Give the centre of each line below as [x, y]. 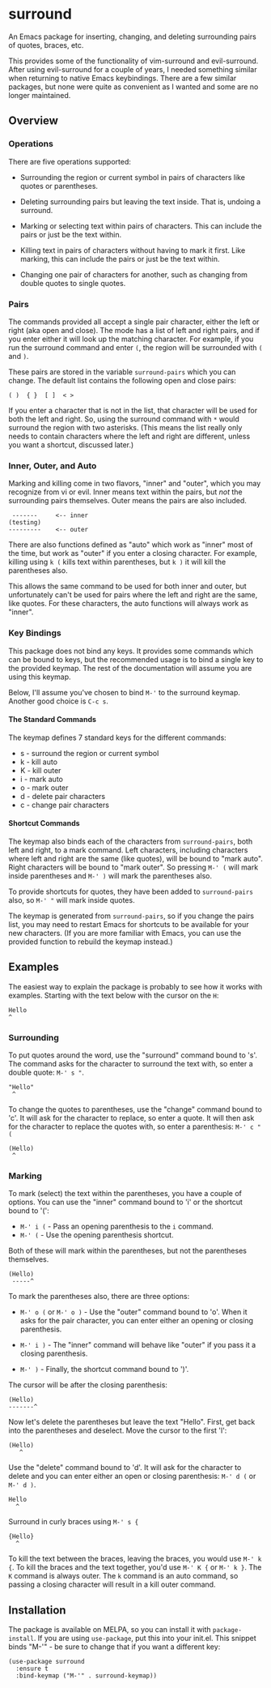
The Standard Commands [53, 720]
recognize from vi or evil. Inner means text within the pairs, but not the [125, 492]
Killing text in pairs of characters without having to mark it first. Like [133, 250]
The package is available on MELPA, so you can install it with [110, 1630]
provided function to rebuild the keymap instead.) [91, 942]
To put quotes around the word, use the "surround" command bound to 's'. [133, 1055]
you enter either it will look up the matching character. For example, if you [131, 339]
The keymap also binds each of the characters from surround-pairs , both [131, 841]
